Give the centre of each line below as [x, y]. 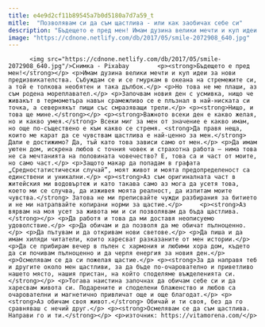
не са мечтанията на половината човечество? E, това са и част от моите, [133, 156]
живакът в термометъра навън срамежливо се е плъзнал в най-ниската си [129, 101]
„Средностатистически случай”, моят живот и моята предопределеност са [129, 170]
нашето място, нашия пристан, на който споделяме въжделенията [115, 274]
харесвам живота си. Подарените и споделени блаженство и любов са [122, 288]
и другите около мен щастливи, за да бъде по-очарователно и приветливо [131, 267]
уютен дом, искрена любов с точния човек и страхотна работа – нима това [133, 150]
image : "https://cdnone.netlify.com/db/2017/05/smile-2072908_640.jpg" [129, 38]
